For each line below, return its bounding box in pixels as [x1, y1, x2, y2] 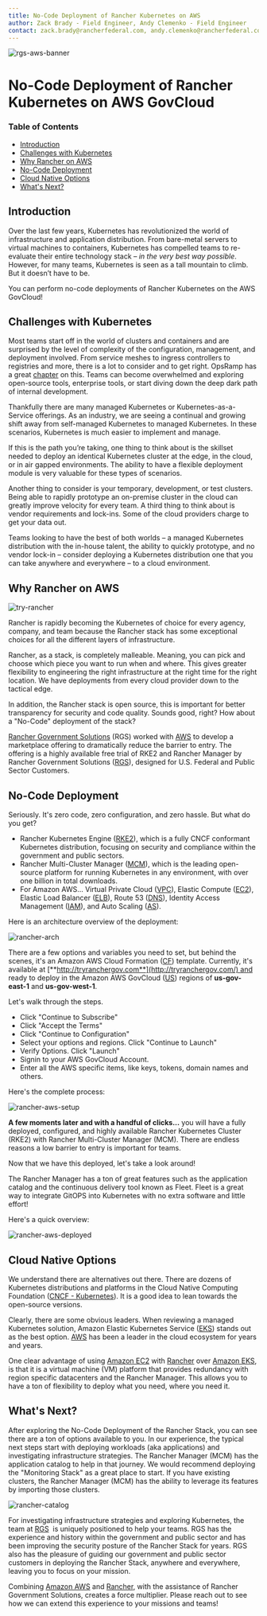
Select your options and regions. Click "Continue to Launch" [19, 1038, 217, 1047]
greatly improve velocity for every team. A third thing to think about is [8, 500, 236, 510]
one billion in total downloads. [19, 876, 118, 886]
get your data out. [8, 518, 67, 528]
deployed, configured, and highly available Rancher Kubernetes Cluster [8, 1127, 242, 1136]
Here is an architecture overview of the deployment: [8, 917, 179, 927]
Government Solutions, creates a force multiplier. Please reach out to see [8, 1590, 248, 1599]
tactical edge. [8, 684, 53, 694]
